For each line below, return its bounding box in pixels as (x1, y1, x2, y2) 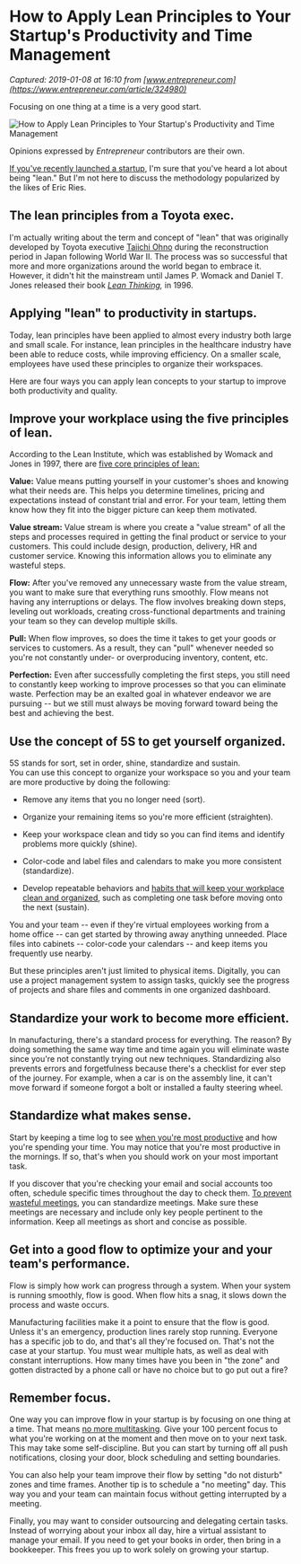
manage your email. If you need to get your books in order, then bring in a (9, 1534, 281, 1546)
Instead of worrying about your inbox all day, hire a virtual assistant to (9, 1525, 267, 1536)
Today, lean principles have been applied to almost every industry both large (9, 330, 292, 340)
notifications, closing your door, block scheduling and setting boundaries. (9, 1453, 280, 1463)
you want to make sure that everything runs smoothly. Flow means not (9, 587, 269, 598)
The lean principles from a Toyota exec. (9, 208, 235, 224)
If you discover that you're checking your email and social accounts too (9, 1178, 273, 1188)
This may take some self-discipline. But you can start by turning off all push (9, 1443, 288, 1454)
